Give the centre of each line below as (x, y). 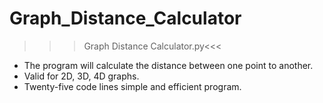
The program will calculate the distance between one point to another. (168, 65)
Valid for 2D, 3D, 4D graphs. (81, 76)
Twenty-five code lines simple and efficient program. (132, 86)
